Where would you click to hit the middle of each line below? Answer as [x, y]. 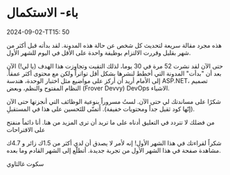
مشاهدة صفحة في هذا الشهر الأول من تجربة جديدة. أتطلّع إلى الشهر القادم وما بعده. [114, 150]
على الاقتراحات [26, 129]
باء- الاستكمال [43, 13]
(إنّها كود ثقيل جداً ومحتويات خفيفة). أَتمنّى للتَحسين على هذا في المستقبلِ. [101, 109]
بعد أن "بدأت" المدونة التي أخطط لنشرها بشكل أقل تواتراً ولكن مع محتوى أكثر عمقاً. [114, 73]
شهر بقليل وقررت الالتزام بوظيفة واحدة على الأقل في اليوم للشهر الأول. [99, 53]
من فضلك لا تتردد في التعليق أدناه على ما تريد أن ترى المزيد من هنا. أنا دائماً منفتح [111, 122]
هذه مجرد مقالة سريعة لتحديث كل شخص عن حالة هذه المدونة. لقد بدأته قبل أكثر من [114, 45]
